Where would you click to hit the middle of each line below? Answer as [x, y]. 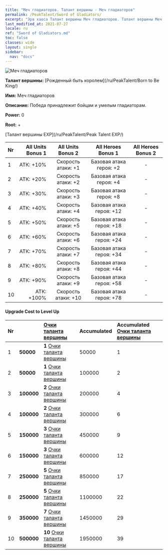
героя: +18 [108, 226]
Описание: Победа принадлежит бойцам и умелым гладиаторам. [76, 105]
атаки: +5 [68, 226]
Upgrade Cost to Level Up [32, 311]
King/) [12, 86]
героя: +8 [108, 197]
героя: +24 [108, 240]
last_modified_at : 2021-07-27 [37, 24]
